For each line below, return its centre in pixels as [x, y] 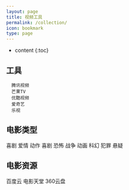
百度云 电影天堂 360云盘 [36, 181]
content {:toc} [32, 50]
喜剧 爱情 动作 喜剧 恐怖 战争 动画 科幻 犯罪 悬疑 [64, 145]
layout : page [22, 12]
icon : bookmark [25, 28]
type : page [20, 34]
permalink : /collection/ [37, 22]
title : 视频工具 [24, 17]
